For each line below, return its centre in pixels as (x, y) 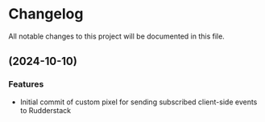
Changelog (46, 14)
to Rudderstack (46, 110)
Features (26, 84)
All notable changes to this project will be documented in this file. (117, 36)
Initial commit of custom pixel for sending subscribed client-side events (139, 102)
